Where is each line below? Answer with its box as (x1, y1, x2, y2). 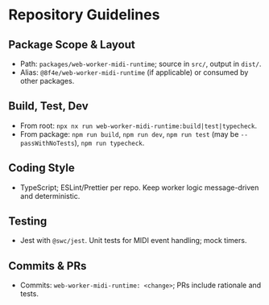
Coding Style (8, 161, 75, 175)
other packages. (19, 76, 75, 85)
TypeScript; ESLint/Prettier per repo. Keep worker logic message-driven (19, 183, 259, 192)
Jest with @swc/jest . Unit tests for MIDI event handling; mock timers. (19, 236, 247, 245)
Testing (8, 215, 48, 229)
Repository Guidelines (8, 6, 160, 24)
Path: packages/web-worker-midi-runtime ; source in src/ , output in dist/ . (19, 59, 262, 68)
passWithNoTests (19, 139, 75, 147)
